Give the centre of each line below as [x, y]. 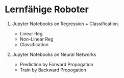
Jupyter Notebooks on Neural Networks [54, 54]
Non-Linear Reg [36, 39]
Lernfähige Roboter [47, 9]
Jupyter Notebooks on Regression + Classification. [66, 24]
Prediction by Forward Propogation [57, 64]
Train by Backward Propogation [53, 70]
